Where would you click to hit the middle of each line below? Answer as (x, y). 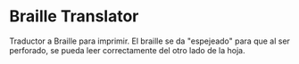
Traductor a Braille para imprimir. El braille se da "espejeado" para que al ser (149, 41)
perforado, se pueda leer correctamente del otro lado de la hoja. (127, 50)
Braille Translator (74, 16)
